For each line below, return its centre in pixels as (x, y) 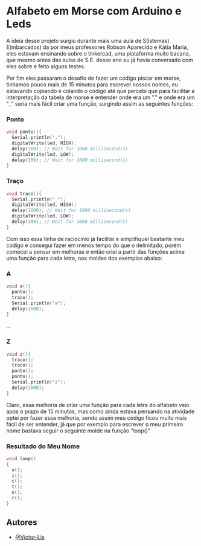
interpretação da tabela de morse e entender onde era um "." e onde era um (101, 97)
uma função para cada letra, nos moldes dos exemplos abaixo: (84, 258)
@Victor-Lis (30, 537)
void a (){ (19, 286)
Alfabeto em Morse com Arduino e (94, 11)
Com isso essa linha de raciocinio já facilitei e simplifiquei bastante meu (95, 239)
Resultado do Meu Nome (43, 446)
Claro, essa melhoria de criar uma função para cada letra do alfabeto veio (98, 405)
